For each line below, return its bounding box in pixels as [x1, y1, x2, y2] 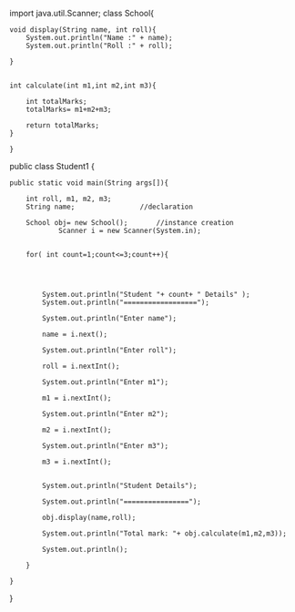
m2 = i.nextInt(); [42, 425, 112, 434]
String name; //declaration [25, 202, 194, 211]
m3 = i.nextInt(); [42, 457, 112, 466]
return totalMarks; [25, 121, 100, 130]
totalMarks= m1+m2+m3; [25, 105, 112, 114]
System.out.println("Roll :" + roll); [25, 41, 173, 50]
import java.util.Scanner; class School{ [9, 8, 155, 18]
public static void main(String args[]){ [9, 178, 169, 188]
